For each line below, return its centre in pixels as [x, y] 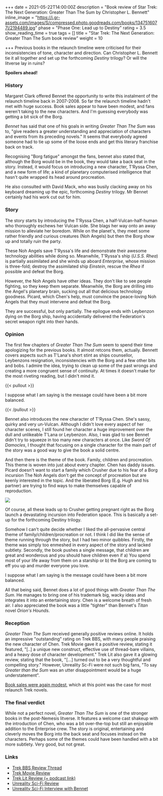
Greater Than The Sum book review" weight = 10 [54, 38]
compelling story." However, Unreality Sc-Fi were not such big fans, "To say [81, 665]
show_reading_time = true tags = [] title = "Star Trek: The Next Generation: [80, 33]
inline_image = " [21, 17]
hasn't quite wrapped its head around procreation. [55, 177]
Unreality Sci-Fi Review [36, 783]
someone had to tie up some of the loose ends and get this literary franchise [81, 142]
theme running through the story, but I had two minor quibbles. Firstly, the [79, 539]
